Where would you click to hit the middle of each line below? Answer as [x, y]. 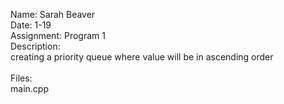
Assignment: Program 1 [58, 35]
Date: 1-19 [31, 25]
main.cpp [29, 88]
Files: [21, 78]
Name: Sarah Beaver [53, 14]
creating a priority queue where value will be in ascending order [142, 57]
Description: [35, 46]
